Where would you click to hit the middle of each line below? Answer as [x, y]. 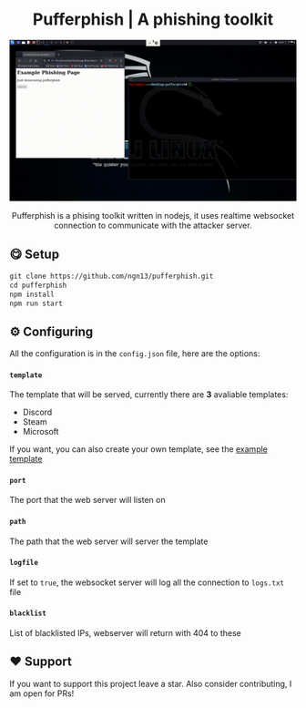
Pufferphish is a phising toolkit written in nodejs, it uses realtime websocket [153, 216]
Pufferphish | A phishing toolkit [153, 20]
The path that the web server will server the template [109, 541]
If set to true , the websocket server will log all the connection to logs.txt [147, 582]
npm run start [36, 304]
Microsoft [41, 432]
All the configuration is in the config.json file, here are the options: [135, 354]
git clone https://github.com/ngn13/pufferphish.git [112, 277]
